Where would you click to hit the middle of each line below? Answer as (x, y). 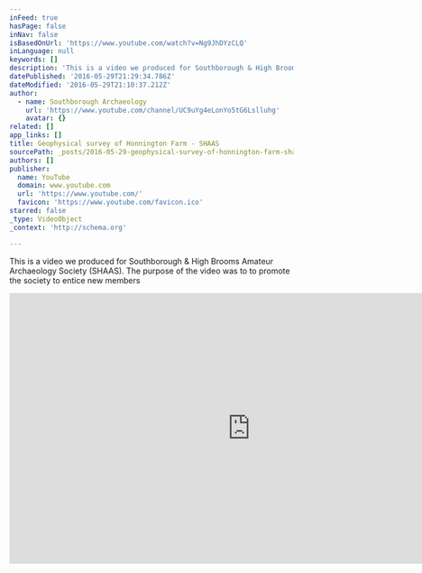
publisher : (30, 169)
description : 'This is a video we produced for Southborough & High (141, 69)
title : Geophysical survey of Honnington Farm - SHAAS (115, 143)
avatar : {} (46, 118)
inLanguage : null (42, 51)
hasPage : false (38, 26)
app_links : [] (36, 135)
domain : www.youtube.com (64, 186)
